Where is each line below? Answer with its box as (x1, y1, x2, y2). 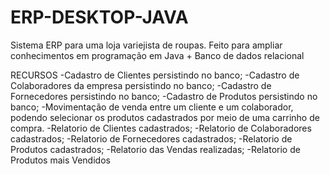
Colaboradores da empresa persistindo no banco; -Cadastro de (10, 79, 272, 91)
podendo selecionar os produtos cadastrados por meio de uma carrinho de (10, 111, 320, 123)
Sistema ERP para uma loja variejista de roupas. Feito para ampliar (10, 39, 283, 51)
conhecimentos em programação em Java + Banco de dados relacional (10, 49, 305, 61)
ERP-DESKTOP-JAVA (10, 6, 189, 29)
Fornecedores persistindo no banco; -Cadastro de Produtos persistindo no (10, 90, 318, 102)
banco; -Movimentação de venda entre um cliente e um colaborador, (10, 101, 294, 113)
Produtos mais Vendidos (10, 154, 111, 166)
